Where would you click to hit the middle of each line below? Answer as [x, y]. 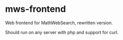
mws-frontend [36, 9]
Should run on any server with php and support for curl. [62, 32]
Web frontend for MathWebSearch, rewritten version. [59, 23]
